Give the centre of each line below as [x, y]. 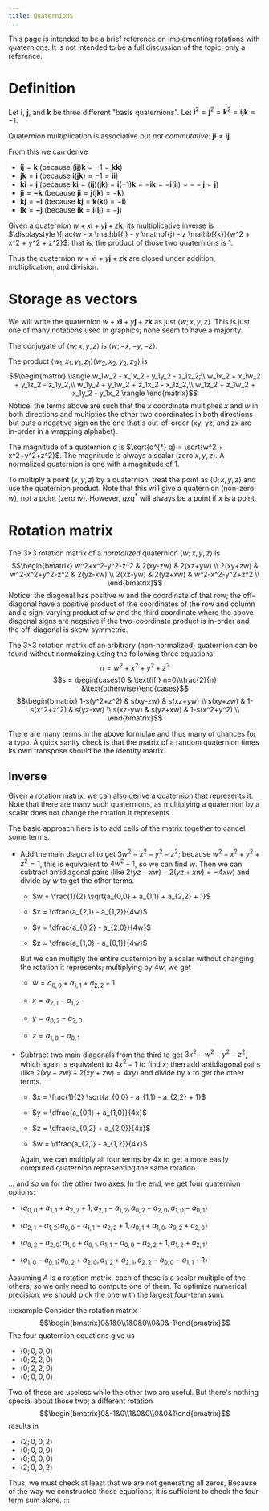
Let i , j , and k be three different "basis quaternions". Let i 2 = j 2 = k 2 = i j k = [132, 111]
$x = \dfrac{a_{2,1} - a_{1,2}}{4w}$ [90, 912]
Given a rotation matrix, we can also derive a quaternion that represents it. [131, 796]
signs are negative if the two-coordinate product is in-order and [144, 621]
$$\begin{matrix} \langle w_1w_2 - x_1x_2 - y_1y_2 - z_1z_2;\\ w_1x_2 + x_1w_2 [135, 376]
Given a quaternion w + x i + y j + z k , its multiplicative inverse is [111, 225]
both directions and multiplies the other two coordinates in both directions [130, 414]
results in [23, 1426]
